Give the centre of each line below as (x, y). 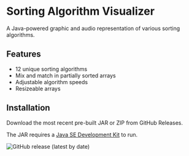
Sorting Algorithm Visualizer (81, 11)
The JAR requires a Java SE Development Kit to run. (72, 135)
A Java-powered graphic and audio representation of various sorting (93, 28)
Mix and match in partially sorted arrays (65, 76)
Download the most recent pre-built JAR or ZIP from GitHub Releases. (94, 123)
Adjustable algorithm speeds (51, 82)
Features (24, 54)
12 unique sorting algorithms (51, 69)
